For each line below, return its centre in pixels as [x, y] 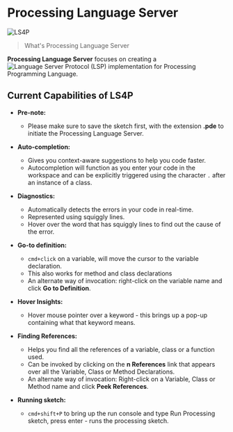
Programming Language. [43, 74]
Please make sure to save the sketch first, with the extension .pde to [126, 126]
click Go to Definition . [59, 288]
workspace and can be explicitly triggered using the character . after [127, 175]
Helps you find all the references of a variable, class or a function [121, 349]
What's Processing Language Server [77, 45]
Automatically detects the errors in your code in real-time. [111, 209]
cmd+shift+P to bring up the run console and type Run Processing [121, 413]
